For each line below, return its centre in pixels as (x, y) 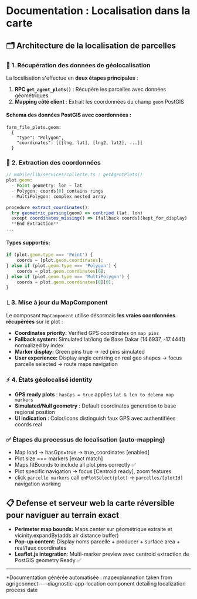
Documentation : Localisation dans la (98, 11)
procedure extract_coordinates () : (48, 207)
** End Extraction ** (35, 224)
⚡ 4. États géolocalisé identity (49, 379)
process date (22, 590)
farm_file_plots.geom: (34, 128)
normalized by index (39, 345)
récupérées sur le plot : (35, 321)
